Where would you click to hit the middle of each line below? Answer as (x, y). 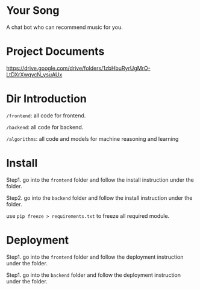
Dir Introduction (47, 99)
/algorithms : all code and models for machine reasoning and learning (92, 138)
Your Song (33, 11)
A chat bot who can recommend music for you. (65, 27)
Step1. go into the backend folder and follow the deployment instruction (94, 275)
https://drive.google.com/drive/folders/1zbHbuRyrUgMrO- (78, 68)
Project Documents (55, 51)
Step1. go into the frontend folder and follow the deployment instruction (95, 257)
